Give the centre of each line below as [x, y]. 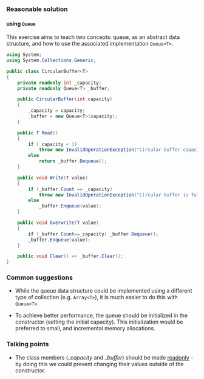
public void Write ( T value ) [53, 178]
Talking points [28, 344]
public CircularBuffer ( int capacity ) [65, 99]
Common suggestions [39, 277]
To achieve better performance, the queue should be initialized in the [101, 316]
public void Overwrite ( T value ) [58, 223]
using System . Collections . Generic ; [51, 60]
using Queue [21, 24]
